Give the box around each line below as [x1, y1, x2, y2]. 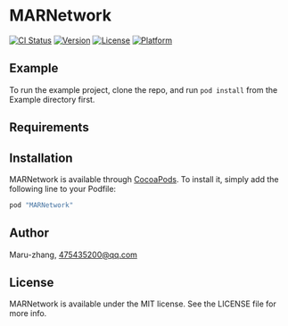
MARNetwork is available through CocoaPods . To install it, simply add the [9, 173, 279, 184]
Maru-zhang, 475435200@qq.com [9, 249, 138, 260]
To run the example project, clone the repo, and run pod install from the [9, 84, 278, 95]
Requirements [9, 120, 89, 135]
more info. [9, 308, 47, 319]
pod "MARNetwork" [9, 200, 74, 210]
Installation [9, 150, 73, 165]
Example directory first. [9, 94, 95, 104]
